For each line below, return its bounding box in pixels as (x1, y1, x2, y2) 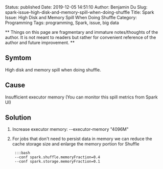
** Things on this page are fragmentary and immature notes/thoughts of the (5, 29, 158, 35)
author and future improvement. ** (5, 40, 75, 46)
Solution (5, 114, 31, 122)
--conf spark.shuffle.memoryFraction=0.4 (14, 155, 100, 160)
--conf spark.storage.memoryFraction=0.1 (14, 159, 100, 164)
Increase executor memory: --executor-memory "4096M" (12, 126, 129, 132)
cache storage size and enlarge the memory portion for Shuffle (12, 141, 140, 147)
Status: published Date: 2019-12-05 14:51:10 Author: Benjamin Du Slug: (5, 4, 148, 10)
